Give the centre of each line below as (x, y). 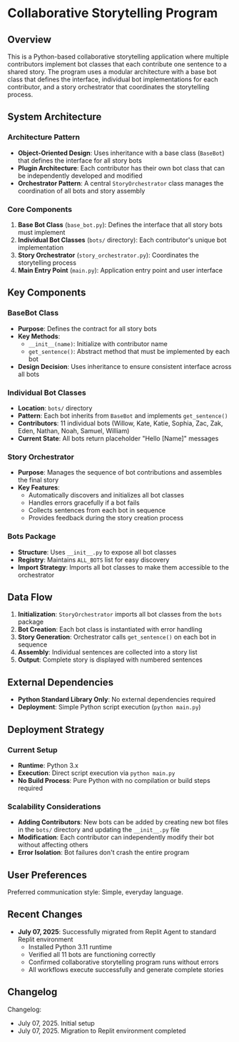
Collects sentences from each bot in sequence (97, 510)
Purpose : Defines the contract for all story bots (87, 328)
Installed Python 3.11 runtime (70, 946)
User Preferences (47, 875)
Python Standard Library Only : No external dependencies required (117, 699)
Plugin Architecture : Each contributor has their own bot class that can (121, 168)
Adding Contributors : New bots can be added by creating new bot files (123, 822)
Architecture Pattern (44, 137)
